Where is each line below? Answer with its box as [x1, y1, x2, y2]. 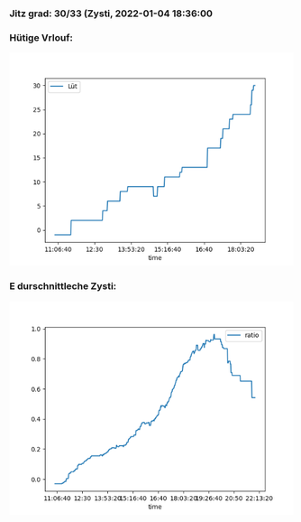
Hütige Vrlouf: [9, 31, 74, 43]
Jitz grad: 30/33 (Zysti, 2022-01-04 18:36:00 [9, 7, 214, 20]
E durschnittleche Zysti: [9, 280, 117, 293]
